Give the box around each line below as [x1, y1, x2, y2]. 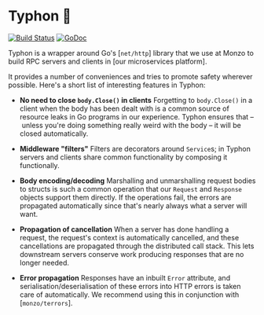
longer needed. [19, 258, 69, 267]
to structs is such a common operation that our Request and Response [19, 184, 242, 193]
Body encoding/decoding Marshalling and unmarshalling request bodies [19, 176, 256, 185]
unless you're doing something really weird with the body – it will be [21, 120, 241, 130]
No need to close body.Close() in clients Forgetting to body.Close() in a [19, 95, 253, 104]
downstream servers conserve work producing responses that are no [19, 249, 244, 258]
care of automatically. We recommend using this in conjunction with [19, 290, 240, 299]
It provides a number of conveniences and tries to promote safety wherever [8, 71, 253, 81]
